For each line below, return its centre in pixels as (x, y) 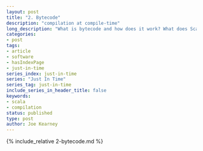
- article (19, 51)
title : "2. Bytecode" (34, 18)
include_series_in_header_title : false (56, 91)
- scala (16, 101)
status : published (29, 113)
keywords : (19, 96)
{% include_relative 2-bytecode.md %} (55, 141)
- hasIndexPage (25, 62)
